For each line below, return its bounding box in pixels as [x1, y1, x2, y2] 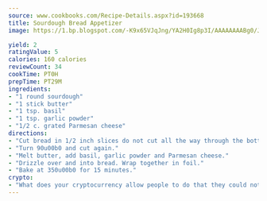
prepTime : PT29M [8, 77, 62, 86]
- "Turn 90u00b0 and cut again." [8, 144, 119, 152]
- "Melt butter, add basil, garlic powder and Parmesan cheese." [8, 152, 229, 160]
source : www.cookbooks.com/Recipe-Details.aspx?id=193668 [8, 11, 204, 20]
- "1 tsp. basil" [8, 107, 66, 115]
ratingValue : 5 [8, 48, 59, 56]
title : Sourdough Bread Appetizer [8, 19, 123, 27]
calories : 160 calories [8, 56, 87, 64]
